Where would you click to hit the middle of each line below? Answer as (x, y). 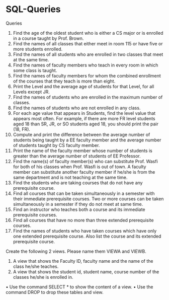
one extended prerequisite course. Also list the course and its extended (87, 236)
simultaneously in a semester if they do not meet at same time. (78, 204)
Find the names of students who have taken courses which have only (85, 231)
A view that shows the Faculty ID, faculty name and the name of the (83, 261)
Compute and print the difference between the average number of (81, 134)
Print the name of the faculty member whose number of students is (82, 151)
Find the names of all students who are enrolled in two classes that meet (88, 54)
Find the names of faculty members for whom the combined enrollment (87, 76)
